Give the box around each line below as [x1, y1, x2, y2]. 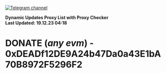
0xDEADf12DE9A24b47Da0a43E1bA [5, 48, 161, 60]
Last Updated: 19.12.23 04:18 [5, 20, 67, 26]
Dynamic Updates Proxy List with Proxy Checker [5, 15, 109, 20]
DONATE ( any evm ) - [5, 38, 94, 49]
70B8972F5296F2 [5, 59, 82, 70]
